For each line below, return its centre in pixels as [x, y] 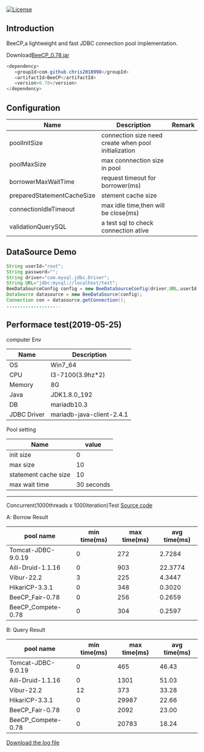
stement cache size [129, 195]
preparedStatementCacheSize [53, 195]
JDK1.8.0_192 [72, 394]
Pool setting [21, 429]
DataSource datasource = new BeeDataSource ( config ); [74, 295]
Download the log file [33, 742]
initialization [118, 151]
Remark [183, 125]
